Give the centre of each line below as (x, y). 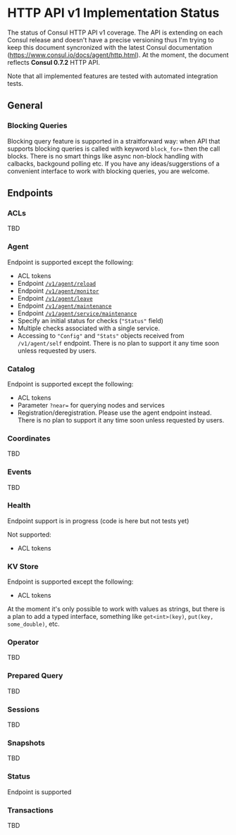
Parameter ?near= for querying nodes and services (91, 405)
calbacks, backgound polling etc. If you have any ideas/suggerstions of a (113, 163)
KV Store (23, 566)
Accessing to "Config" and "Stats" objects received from (101, 335)
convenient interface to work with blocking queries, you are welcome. (108, 171)
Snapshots (26, 743)
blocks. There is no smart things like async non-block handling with (105, 156)
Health (19, 506)
